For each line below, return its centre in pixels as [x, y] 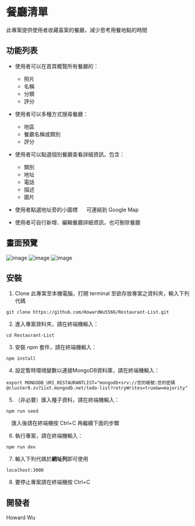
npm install [21, 359]
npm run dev [21, 447]
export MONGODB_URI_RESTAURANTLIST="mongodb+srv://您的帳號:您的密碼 [91, 383]
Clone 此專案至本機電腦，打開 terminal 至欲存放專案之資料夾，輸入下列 [102, 293]
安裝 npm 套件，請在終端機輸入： [56, 347]
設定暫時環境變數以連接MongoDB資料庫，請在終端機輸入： [87, 371]
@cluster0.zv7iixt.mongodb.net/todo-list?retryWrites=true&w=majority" [97, 388]
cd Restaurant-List [30, 335]
